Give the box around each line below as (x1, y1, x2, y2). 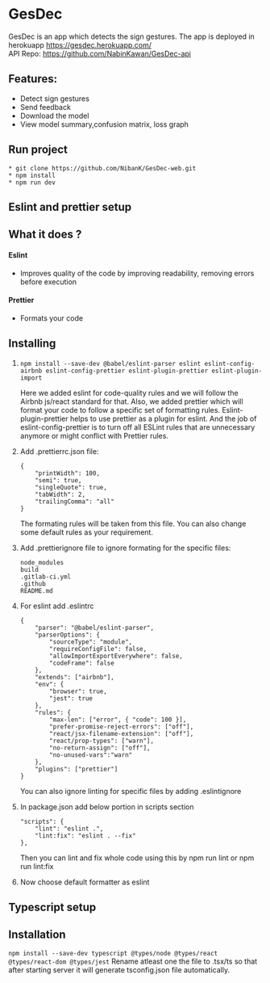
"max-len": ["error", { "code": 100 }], (49, 716, 187, 724)
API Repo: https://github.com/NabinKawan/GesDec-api (8, 48, 192, 58)
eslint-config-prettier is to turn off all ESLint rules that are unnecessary (19, 422, 255, 432)
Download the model (19, 111, 89, 120)
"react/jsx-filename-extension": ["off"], (49, 729, 194, 737)
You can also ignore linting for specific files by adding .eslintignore (19, 786, 242, 796)
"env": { (35, 680, 64, 688)
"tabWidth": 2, (35, 490, 86, 498)
